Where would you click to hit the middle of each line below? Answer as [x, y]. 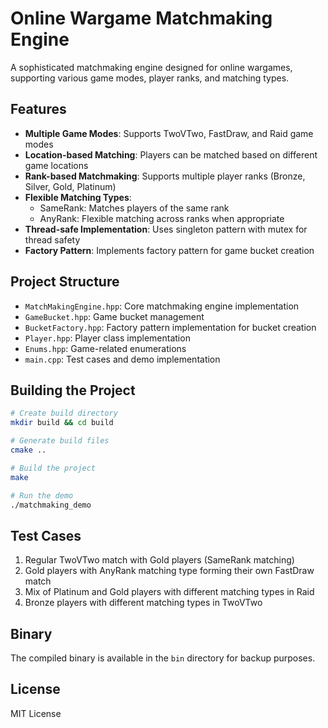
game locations [56, 165]
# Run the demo [42, 495]
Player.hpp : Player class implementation [107, 338]
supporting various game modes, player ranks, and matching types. [150, 78]
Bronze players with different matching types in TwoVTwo [143, 603]
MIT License [36, 713]
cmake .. [28, 450]
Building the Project [73, 390]
